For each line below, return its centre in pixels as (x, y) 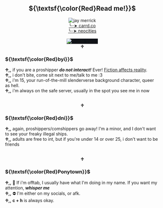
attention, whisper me (27, 188)
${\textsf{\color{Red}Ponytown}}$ (48, 172)
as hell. (12, 85)
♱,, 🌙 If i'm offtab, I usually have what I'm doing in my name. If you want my (81, 182)
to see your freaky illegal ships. (36, 134)
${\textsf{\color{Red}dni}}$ (39, 118)
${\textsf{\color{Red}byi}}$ (39, 59)
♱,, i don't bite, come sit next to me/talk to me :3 (54, 75)
